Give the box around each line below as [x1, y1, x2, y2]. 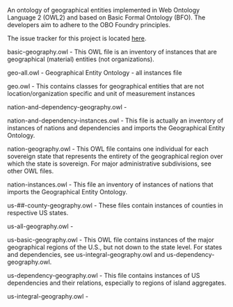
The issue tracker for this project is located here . [7, 34, 147, 42]
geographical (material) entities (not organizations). [7, 55, 154, 63]
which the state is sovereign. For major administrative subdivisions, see [7, 159, 212, 168]
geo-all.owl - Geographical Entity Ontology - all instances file [7, 69, 182, 77]
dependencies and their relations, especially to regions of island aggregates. [7, 278, 227, 287]
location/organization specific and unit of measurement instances [7, 90, 195, 97]
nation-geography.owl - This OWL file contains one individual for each [7, 145, 209, 152]
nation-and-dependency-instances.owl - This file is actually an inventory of [7, 116, 224, 125]
